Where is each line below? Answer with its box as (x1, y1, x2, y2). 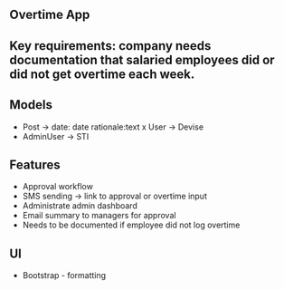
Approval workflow (22, 181, 93, 192)
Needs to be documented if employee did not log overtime (22, 219, 241, 230)
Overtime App (9, 7, 90, 23)
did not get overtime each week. (9, 66, 195, 82)
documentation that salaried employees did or (9, 52, 275, 67)
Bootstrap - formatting (22, 270, 107, 281)
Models (9, 97, 52, 112)
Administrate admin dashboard (22, 200, 137, 211)
